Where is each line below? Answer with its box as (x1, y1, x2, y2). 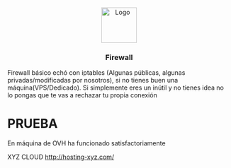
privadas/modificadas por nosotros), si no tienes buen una (7, 76, 179, 85)
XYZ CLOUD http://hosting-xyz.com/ (7, 152, 115, 162)
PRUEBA (7, 116, 58, 132)
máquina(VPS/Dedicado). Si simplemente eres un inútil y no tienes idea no (7, 83, 225, 92)
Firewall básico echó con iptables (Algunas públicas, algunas (7, 68, 186, 77)
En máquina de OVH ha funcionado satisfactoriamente (7, 139, 166, 148)
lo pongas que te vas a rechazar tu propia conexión (7, 91, 157, 100)
